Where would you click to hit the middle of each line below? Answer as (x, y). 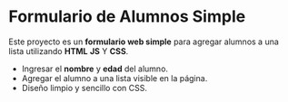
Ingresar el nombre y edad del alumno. (95, 69)
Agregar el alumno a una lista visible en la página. (114, 78)
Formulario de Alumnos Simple (127, 17)
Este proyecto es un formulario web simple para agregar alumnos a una (144, 42)
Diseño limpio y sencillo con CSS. (84, 88)
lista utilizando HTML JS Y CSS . (69, 51)
